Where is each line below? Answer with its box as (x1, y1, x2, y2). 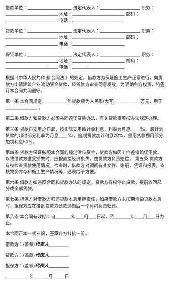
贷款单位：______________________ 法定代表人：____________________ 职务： (5, 28, 155, 34)
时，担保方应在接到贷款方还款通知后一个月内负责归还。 (5, 202, 120, 209)
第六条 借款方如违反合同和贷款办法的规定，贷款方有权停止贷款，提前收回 (5, 179, 157, 185)
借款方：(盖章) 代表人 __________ (5, 241, 69, 247)
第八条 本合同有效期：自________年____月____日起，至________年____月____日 (5, 213, 160, 219)
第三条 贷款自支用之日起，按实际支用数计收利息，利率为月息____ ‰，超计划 (5, 126, 164, 132)
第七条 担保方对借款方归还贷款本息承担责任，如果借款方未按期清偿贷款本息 (5, 196, 162, 202)
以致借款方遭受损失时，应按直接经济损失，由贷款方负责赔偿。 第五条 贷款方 (5, 156, 163, 161)
